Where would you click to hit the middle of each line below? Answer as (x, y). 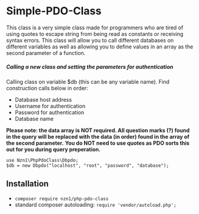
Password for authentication (49, 112)
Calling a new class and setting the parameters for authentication (90, 66)
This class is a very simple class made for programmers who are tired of (95, 27)
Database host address (43, 99)
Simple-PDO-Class (54, 11)
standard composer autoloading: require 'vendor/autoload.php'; (96, 204)
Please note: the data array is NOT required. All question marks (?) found (98, 130)
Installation (27, 184)
